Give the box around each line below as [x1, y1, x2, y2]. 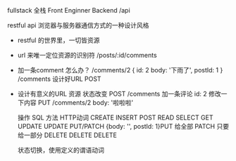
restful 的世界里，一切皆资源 [17, 36, 100, 44]
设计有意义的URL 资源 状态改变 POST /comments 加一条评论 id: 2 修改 [17, 90, 222, 98]
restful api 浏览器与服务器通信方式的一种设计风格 [7, 21, 149, 30]
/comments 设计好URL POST [17, 75, 101, 83]
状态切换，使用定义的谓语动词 [17, 146, 104, 154]
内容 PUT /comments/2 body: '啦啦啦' [23, 98, 134, 107]
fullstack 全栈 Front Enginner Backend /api [7, 6, 130, 14]
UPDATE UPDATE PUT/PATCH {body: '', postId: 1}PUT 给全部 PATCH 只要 [17, 122, 230, 130]
